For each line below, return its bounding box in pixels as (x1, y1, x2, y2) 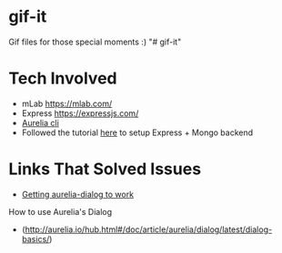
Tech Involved (8, 68, 117, 89)
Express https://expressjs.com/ (21, 107, 139, 119)
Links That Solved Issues (8, 159, 202, 180)
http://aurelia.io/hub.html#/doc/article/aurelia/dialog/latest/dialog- (25, 224, 273, 235)
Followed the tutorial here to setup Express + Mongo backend (21, 127, 254, 138)
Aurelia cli (21, 117, 60, 128)
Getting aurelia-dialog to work (21, 189, 134, 199)
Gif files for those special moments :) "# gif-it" (8, 36, 182, 47)
